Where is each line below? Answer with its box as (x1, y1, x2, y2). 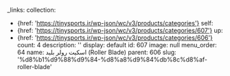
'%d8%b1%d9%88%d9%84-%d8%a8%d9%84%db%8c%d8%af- (16, 55, 208, 64)
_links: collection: (7, 6, 56, 14)
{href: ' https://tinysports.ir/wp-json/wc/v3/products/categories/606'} (16, 34, 213, 42)
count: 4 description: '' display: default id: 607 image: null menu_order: (16, 41, 218, 49)
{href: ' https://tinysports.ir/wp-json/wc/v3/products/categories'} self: (16, 19, 214, 27)
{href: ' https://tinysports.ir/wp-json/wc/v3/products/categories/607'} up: (16, 27, 223, 34)
